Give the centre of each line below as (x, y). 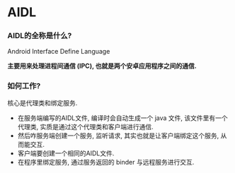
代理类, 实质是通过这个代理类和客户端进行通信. (85, 126)
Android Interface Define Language (59, 52)
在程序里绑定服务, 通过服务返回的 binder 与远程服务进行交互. (106, 162)
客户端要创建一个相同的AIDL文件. (66, 153)
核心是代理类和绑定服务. (42, 102)
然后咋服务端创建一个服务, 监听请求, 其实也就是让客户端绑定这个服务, (118, 136)
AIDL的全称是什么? (40, 36)
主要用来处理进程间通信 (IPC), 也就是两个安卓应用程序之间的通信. (102, 66)
